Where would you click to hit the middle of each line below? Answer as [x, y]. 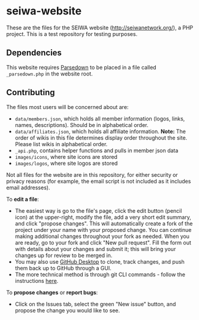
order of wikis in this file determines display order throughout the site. [101, 138]
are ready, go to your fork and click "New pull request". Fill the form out [103, 242]
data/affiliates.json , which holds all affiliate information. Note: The [100, 131]
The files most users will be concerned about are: [67, 107]
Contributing [31, 93]
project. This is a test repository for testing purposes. [72, 34]
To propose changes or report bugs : [52, 292]
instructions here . [37, 280]
